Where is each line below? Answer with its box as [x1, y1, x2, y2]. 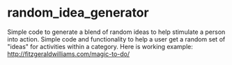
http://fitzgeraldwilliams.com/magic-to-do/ [7, 50, 130, 58]
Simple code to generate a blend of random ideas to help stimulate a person [7, 28, 226, 36]
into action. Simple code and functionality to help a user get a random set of [7, 35, 226, 43]
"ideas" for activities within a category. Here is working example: [7, 42, 193, 50]
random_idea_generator [7, 5, 149, 21]
